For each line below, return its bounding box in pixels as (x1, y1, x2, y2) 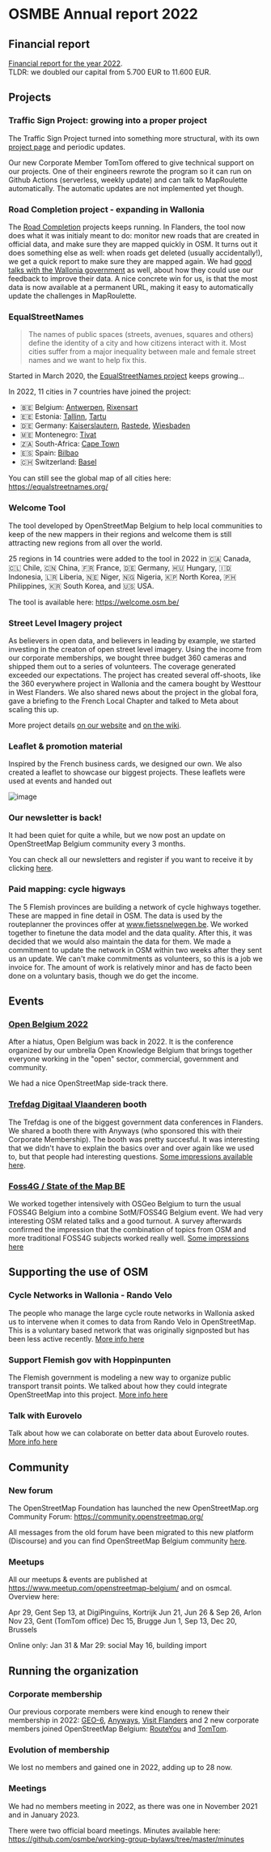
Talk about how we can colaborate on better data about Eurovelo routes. (8, 1428, 249, 1438)
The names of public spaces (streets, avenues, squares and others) (28, 330, 254, 339)
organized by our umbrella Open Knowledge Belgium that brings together (8, 1046, 253, 1056)
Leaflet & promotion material (8, 740, 123, 752)
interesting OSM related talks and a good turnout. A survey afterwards (8, 1216, 243, 1226)
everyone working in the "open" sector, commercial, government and (8, 1054, 239, 1064)
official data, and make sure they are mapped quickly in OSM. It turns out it (8, 239, 258, 249)
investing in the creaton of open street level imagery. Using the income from (8, 644, 262, 654)
